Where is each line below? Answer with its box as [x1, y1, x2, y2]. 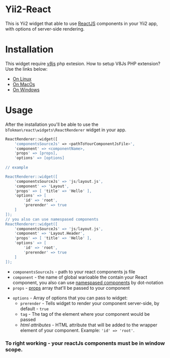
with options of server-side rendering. [5, 25, 85, 32]
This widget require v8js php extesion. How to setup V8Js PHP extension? [5, 60, 161, 67]
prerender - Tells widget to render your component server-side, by [20, 300, 160, 306]
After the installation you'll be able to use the [5, 121, 99, 127]
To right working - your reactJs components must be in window [5, 340, 165, 347]
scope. [5, 346, 23, 353]
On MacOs [12, 81, 36, 87]
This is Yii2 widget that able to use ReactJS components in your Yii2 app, [5, 20, 158, 26]
